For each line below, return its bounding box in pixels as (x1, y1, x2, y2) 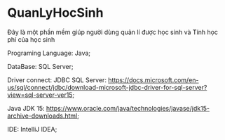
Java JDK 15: (7, 104, 45, 112)
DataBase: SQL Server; (7, 62, 74, 70)
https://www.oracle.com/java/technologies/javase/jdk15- (46, 104, 210, 112)
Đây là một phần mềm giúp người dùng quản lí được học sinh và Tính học (7, 28, 219, 36)
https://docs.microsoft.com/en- (108, 75, 199, 84)
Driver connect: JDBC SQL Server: (7, 75, 107, 84)
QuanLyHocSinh (7, 5, 104, 21)
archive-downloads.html (7, 111, 78, 120)
